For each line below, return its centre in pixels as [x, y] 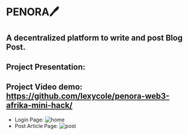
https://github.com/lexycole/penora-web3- [88, 96]
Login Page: [29, 120]
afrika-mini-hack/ [39, 105]
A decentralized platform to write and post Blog [95, 37]
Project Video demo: [44, 87]
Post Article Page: [36, 126]
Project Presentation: [46, 67]
